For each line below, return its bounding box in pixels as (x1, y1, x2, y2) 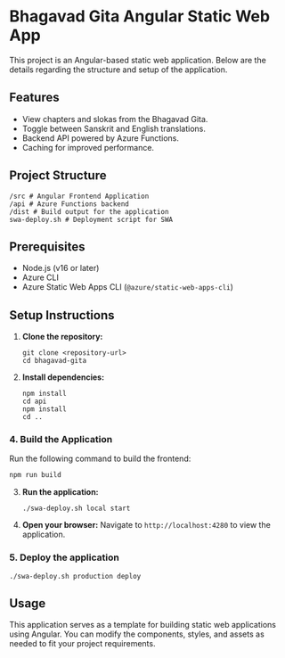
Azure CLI (21, 272, 60, 283)
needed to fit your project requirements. (9, 638, 156, 649)
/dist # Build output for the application (9, 207, 169, 216)
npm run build (9, 471, 62, 480)
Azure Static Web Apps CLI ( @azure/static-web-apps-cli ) (21, 282, 234, 292)
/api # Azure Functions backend (9, 199, 129, 209)
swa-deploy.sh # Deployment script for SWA (9, 215, 174, 224)
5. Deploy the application (9, 551, 120, 563)
